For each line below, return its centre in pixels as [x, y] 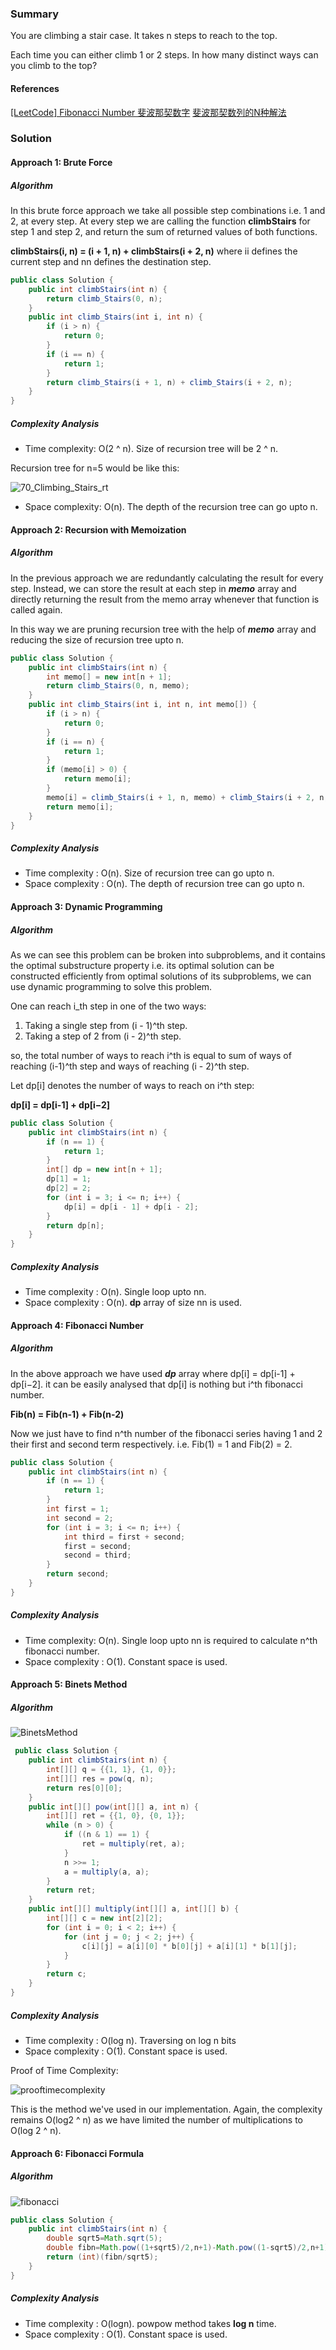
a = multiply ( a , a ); [106, 1872]
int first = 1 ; [78, 1509]
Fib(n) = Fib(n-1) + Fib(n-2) [67, 1414]
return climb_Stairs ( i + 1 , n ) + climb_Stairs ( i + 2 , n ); [169, 382]
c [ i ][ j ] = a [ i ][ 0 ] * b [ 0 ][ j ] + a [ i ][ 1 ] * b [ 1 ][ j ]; [189, 1946]
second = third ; [97, 1555]
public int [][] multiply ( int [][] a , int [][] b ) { [134, 1909]
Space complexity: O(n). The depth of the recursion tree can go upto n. [171, 507]
